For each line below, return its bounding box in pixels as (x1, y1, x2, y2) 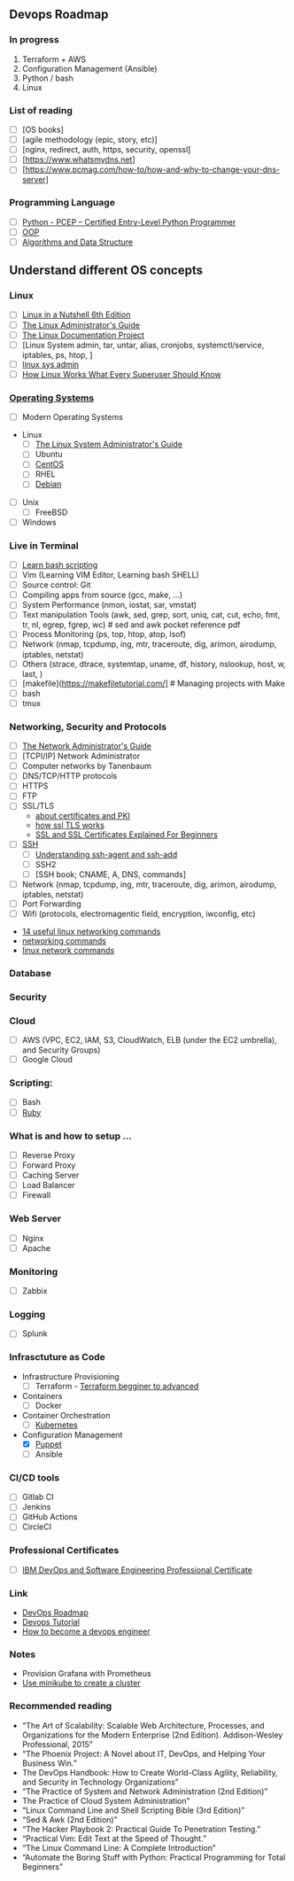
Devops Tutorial (21, 1617, 80, 1628)
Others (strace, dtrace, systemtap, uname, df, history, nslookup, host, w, (21, 658, 286, 669)
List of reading (9, 104, 73, 116)
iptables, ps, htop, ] (21, 349, 93, 360)
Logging (9, 1308, 46, 1320)
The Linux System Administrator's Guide (35, 439, 183, 450)
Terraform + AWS (21, 53, 87, 65)
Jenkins (21, 1502, 51, 1512)
